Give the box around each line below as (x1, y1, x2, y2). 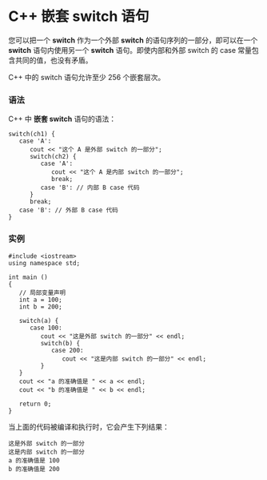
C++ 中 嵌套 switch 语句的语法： (8, 114, 117, 124)
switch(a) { (18, 317, 59, 325)
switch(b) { (40, 339, 81, 347)
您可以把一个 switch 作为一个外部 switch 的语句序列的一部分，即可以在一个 (8, 35, 258, 45)
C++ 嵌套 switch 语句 (8, 7, 149, 26)
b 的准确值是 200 (8, 465, 60, 473)
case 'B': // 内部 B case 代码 (40, 184, 140, 192)
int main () (8, 273, 48, 281)
